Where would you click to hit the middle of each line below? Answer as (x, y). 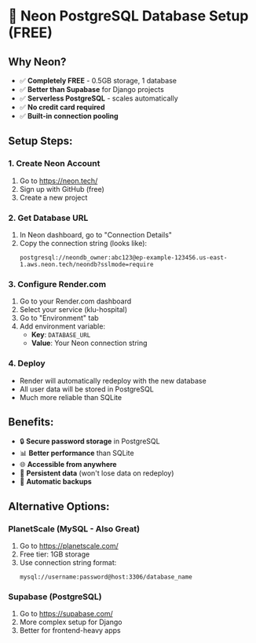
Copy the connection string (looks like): (83, 243)
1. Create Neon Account (54, 164)
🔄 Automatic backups (55, 482)
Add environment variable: (62, 326)
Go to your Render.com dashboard (75, 301)
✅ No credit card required (62, 107)
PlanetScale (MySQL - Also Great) (74, 528)
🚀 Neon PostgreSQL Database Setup (128, 16)
